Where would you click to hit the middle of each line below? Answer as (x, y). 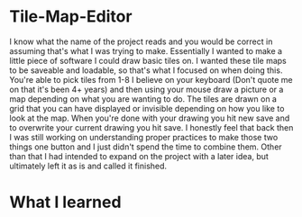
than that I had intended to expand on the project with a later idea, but (139, 156)
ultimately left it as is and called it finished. (88, 166)
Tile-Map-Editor (71, 17)
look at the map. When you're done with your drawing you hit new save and (150, 118)
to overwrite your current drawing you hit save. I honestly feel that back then (151, 127)
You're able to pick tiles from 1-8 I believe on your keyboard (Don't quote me (151, 79)
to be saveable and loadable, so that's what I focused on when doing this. (146, 70)
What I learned (65, 202)
